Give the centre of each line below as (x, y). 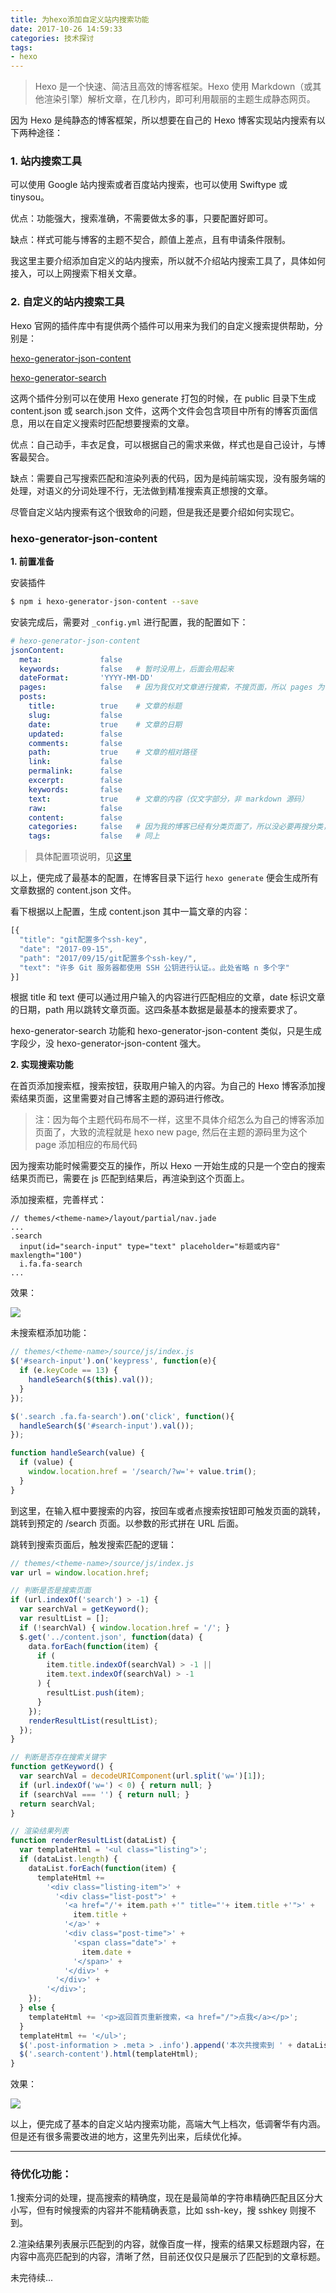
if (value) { (46, 1462)
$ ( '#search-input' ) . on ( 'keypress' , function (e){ (113, 1361)
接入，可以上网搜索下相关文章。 (76, 273)
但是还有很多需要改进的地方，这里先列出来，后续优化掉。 (128, 2137)
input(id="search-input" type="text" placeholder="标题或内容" (150, 1247)
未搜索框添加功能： (50, 1333)
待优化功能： (41, 2174)
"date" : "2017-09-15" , (66, 949)
